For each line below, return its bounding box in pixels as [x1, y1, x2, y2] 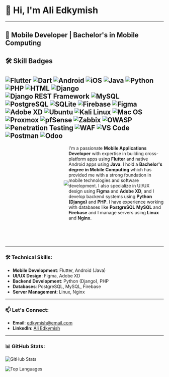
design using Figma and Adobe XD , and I [68, 188, 154, 194]
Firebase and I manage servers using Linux [68, 209, 159, 215]
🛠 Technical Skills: [5, 254, 53, 261]
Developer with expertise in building [68, 150, 144, 156]
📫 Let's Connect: [5, 306, 49, 313]
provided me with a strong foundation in [68, 172, 152, 178]
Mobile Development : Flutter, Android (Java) [12, 267, 106, 273]
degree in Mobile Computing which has [68, 166, 152, 172]
